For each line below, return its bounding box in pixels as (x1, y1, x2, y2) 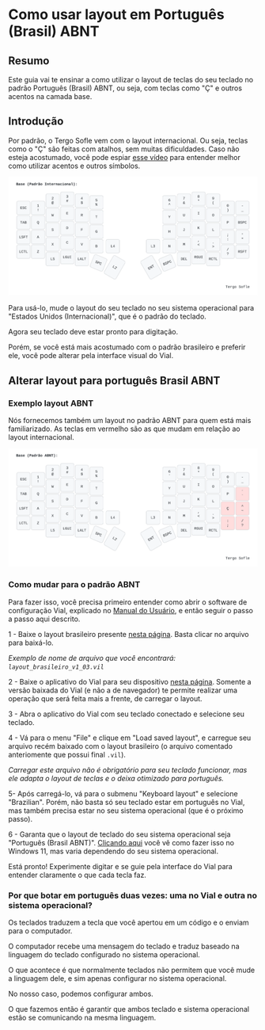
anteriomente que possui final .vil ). (8, 750, 127, 759)
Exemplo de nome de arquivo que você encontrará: (8, 653, 176, 662)
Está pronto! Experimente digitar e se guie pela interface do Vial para (8, 861, 233, 871)
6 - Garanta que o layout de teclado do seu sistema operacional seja (8, 830, 231, 839)
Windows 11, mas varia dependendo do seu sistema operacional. (8, 846, 219, 856)
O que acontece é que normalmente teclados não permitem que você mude (8, 965, 256, 975)
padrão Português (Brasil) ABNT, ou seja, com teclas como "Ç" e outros (8, 83, 243, 93)
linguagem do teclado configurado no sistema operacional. (8, 949, 200, 959)
